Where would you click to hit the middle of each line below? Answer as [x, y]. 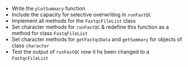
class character [30, 45]
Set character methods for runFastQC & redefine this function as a [90, 27]
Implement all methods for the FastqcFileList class [74, 21]
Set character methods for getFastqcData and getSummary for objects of [97, 39]
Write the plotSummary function [48, 8]
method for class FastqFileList [50, 33]
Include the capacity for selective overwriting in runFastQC [81, 15]
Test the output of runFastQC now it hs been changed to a [81, 52]
